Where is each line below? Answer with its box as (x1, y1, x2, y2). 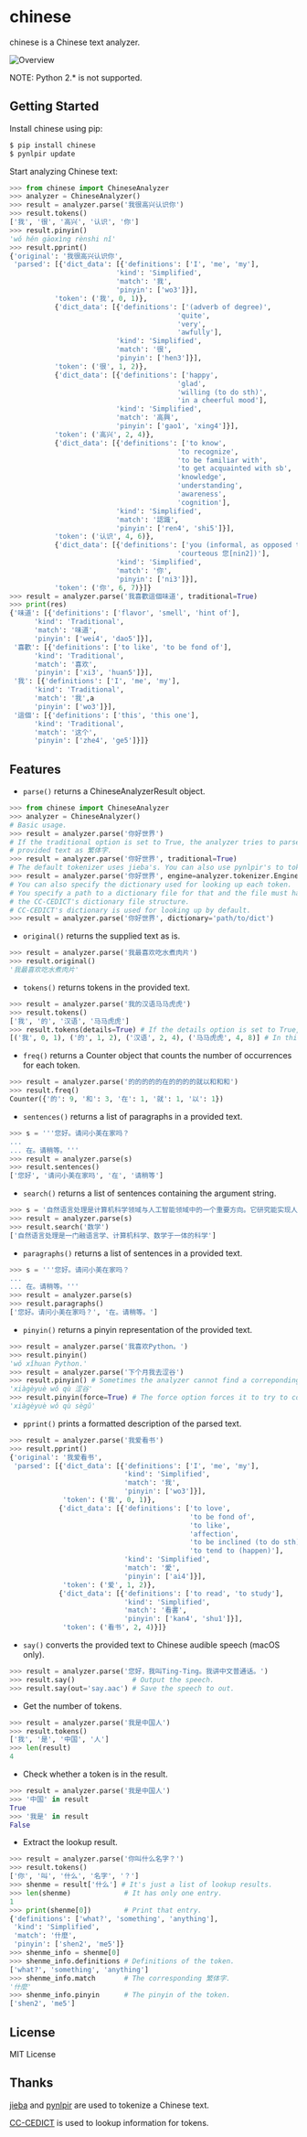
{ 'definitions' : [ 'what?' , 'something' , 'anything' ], (9, 1914, 219, 1923)
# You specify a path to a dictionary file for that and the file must (9, 888, 288, 897)
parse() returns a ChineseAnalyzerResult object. (22, 786, 206, 797)
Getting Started (9, 99, 100, 114)
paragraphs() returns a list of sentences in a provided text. (22, 1247, 243, 1259)
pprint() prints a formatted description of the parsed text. (22, 1418, 242, 1429)
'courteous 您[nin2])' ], (176, 549, 270, 559)
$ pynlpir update (9, 149, 76, 158)
